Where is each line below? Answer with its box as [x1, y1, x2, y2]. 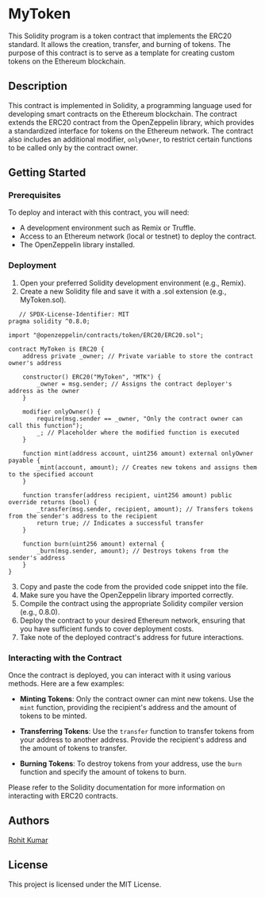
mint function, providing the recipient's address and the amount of [19, 703, 237, 713]
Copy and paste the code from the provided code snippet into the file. [19, 581, 248, 591]
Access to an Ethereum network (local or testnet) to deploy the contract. [19, 231, 257, 241]
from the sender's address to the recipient [8, 512, 158, 520]
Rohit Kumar [8, 835, 48, 845]
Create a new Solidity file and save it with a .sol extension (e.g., [19, 286, 227, 296]
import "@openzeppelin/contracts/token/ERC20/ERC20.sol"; [8, 331, 204, 339]
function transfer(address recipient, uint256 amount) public [22, 491, 232, 499]
